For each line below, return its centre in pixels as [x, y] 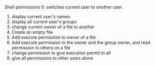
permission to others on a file [41, 48]
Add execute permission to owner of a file [54, 37]
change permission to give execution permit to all [61, 53]
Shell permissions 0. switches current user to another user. [64, 7]
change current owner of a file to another [53, 27]
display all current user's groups [44, 22]
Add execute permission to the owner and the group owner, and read [81, 43]
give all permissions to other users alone [52, 58]
